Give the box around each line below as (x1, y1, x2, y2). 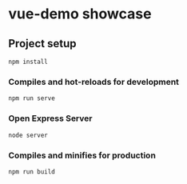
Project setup (8, 37, 78, 50)
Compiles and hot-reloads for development (8, 76, 180, 87)
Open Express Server (8, 113, 93, 124)
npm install (8, 58, 48, 66)
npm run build (8, 167, 56, 176)
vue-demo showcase (8, 5, 152, 23)
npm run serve (8, 94, 56, 102)
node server (8, 131, 48, 139)
